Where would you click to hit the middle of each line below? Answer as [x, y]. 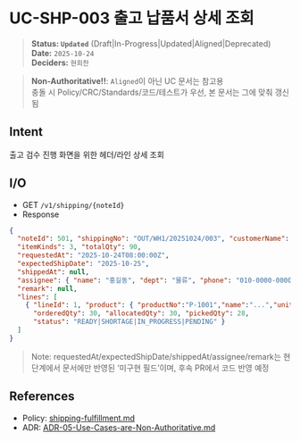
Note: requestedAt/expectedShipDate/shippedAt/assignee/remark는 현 [161, 356]
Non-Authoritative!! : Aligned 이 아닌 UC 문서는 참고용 [127, 80]
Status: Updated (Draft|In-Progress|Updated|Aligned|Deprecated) [151, 43]
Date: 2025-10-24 [62, 53]
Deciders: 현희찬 [60, 62]
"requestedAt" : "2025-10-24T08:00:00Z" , [93, 255]
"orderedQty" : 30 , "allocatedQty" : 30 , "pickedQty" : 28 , [141, 313]
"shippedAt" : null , [54, 272]
